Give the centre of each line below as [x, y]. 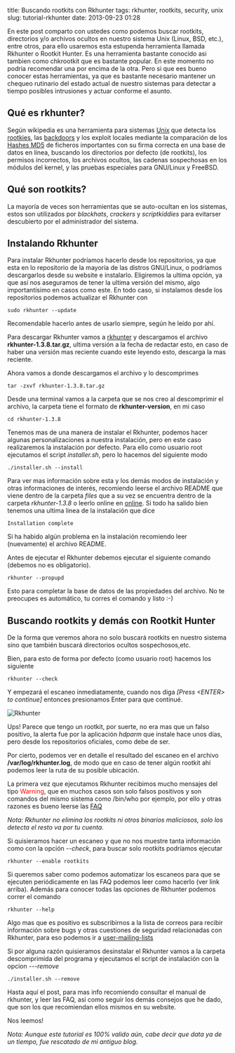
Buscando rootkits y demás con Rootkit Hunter [112, 620]
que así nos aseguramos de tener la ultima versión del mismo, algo [104, 283]
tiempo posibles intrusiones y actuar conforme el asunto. [89, 91]
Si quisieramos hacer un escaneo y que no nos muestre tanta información [114, 841]
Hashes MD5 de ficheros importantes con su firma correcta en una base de [116, 145]
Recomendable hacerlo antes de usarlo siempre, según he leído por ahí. [111, 323]
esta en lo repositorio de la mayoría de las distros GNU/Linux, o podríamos [115, 268]
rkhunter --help [31, 910]
